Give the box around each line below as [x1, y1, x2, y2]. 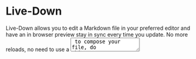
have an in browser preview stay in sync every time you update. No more [5, 30, 188, 38]
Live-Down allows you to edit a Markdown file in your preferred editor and [5, 24, 191, 32]
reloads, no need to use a [5, 46, 70, 53]
